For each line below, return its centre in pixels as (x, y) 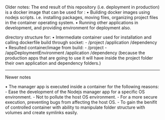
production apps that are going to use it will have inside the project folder (79, 58)
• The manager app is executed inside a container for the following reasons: (82, 87)
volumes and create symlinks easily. (42, 112)
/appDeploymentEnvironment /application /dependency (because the (75, 53)
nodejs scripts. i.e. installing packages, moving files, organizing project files (82, 17)
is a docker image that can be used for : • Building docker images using (78, 12)
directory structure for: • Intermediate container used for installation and (78, 37)
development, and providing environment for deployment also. (68, 28)
